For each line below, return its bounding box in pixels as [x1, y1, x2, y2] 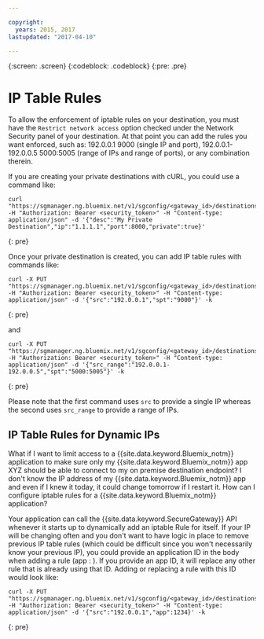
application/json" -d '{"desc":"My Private [8, 216, 153, 224]
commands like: [8, 260, 60, 270]
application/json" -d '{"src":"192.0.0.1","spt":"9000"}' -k [8, 296, 213, 304]
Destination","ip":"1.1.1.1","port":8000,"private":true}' [8, 223, 206, 231]
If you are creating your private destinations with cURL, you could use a [8, 172, 240, 182]
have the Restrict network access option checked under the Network [8, 123, 234, 133]
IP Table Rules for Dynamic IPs [8, 428, 160, 441]
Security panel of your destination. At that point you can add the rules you [8, 131, 247, 141]
